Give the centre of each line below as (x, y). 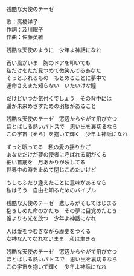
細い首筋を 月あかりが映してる (46, 162)
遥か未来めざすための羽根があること (51, 106)
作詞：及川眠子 (25, 29)
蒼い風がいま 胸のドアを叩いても (48, 63)
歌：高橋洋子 (22, 22)
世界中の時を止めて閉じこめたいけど (51, 170)
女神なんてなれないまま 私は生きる (51, 239)
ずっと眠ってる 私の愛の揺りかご (49, 147)
